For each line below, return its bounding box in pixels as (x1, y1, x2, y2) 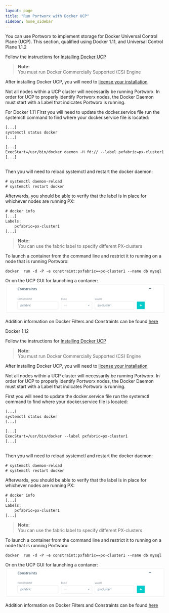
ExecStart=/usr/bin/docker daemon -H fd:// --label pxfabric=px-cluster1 (5, 150, 164, 155)
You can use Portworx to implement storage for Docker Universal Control (5, 33, 158, 39)
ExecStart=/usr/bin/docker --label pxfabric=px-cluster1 (5, 433, 128, 439)
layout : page (5, 8, 33, 13)
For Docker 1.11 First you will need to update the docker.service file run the (5, 109, 160, 115)
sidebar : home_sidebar (5, 19, 53, 24)
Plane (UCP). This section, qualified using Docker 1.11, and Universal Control (5, 38, 163, 45)
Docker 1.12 (5, 328, 29, 334)
